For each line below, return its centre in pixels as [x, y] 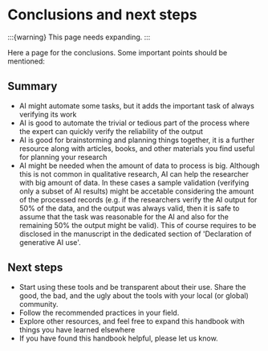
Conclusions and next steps [102, 15]
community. [39, 304]
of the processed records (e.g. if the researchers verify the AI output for [138, 199]
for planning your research [63, 157]
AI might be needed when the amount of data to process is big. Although [139, 165]
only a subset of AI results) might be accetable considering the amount [136, 191]
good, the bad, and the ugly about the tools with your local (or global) [134, 296]
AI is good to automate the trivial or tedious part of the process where [134, 123]
